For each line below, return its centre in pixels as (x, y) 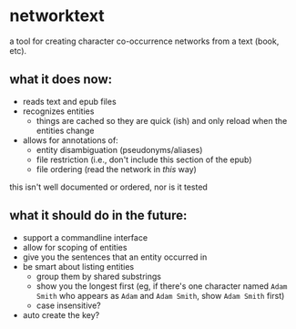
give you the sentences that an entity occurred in (115, 257)
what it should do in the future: (98, 216)
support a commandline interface (85, 237)
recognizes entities (58, 111)
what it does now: (61, 80)
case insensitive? (69, 305)
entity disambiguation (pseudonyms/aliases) (119, 149)
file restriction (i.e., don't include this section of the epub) (144, 159)
